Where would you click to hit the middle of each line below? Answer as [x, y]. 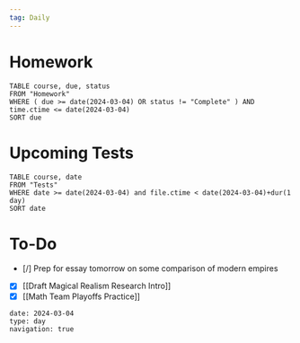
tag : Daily [30, 18]
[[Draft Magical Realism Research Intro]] [97, 286]
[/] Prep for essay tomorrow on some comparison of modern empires [150, 268]
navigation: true [42, 329]
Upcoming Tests [72, 153]
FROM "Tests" [34, 185]
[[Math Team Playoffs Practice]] [81, 296]
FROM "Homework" [40, 94]
